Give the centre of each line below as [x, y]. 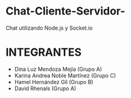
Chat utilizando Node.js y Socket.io [49, 28]
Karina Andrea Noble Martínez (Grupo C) [65, 75]
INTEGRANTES [44, 52]
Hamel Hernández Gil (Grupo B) [54, 82]
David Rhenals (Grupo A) [45, 88]
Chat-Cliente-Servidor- [65, 11]
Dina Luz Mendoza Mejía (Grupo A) [58, 69]
